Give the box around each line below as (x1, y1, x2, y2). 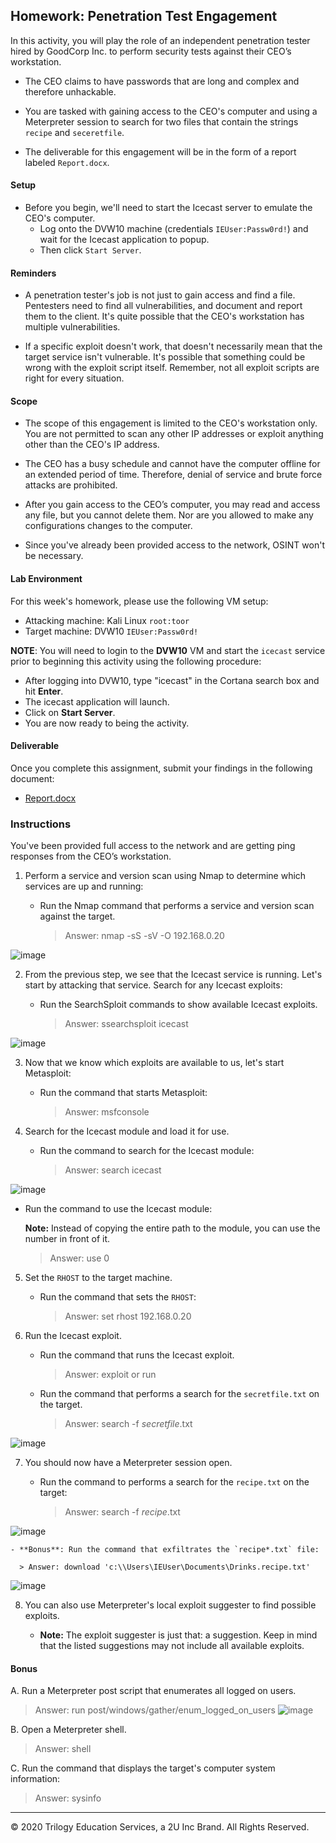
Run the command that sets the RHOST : (39, 1291, 197, 1303)
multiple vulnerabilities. (24, 321, 121, 333)
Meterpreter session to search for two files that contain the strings (24, 115, 299, 128)
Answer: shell (34, 1743, 92, 1755)
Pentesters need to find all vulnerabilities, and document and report (24, 300, 303, 312)
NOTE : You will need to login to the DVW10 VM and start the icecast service (10, 644, 326, 656)
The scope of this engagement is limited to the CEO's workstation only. (24, 417, 318, 429)
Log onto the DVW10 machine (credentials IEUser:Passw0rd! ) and (39, 223, 309, 235)
